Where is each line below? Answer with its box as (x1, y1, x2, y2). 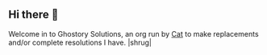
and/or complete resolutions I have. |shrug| (8, 37, 152, 47)
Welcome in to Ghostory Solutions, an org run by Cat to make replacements (8, 29, 260, 38)
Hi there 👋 (8, 8, 59, 22)
